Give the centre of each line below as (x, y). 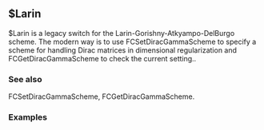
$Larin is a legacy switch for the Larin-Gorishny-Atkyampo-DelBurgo (122, 33)
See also (25, 79)
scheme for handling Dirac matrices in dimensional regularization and (123, 50)
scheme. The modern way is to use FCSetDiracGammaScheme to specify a (132, 41)
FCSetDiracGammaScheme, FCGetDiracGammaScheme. (102, 97)
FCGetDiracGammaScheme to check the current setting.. (102, 58)
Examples (28, 117)
